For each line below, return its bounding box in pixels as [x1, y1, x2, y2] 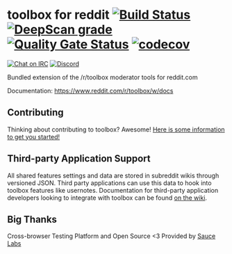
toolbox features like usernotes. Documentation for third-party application [7, 186, 219, 194]
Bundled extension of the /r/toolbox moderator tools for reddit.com [7, 73, 198, 81]
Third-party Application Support [7, 153, 151, 165]
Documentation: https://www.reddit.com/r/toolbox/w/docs [7, 86, 174, 95]
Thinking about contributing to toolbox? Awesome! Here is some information [7, 125, 225, 134]
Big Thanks [7, 213, 58, 225]
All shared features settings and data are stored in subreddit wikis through [7, 171, 219, 180]
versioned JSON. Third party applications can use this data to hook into [7, 178, 212, 187]
